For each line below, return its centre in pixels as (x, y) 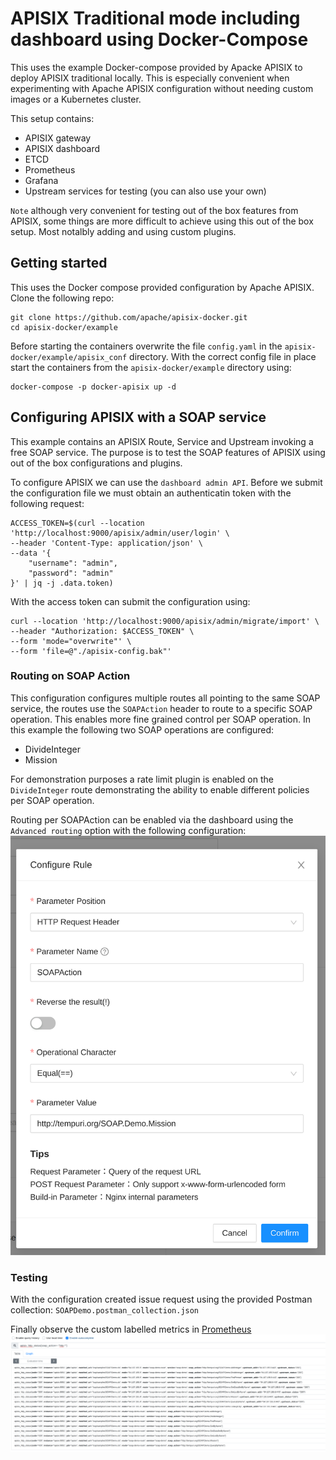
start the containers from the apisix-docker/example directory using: (151, 367)
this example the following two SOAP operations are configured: (142, 729)
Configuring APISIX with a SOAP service (138, 417)
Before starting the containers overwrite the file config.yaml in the (146, 346)
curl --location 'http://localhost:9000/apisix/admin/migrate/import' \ (165, 621)
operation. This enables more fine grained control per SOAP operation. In (161, 719)
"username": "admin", (73, 563)
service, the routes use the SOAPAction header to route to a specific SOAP (161, 708)
